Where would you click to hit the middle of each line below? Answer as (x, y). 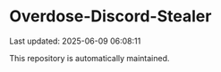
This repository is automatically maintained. (89, 58)
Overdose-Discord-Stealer (110, 16)
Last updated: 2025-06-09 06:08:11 (75, 41)
